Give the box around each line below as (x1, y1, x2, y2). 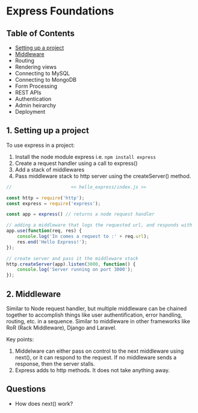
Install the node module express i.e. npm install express (14, 153, 156, 160)
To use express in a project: (6, 141, 75, 149)
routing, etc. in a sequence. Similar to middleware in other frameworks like (6, 318, 191, 324)
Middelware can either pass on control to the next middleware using (14, 347, 184, 355)
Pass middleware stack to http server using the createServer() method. (14, 172, 191, 179)
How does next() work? (14, 400, 73, 407)
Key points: (6, 336, 34, 343)
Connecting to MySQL (14, 70, 70, 76)
